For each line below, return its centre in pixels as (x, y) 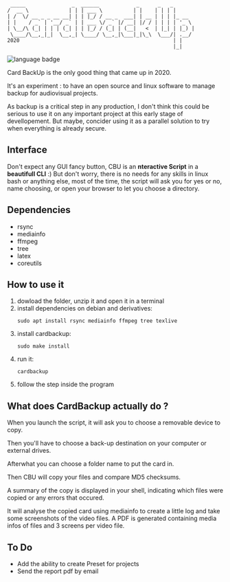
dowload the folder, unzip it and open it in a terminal (91, 301)
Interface (27, 150)
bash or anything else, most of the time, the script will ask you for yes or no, (114, 181)
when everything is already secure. (57, 128)
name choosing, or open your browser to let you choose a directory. (103, 188)
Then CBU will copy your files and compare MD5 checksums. (94, 477)
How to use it (36, 285)
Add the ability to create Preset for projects (78, 564)
